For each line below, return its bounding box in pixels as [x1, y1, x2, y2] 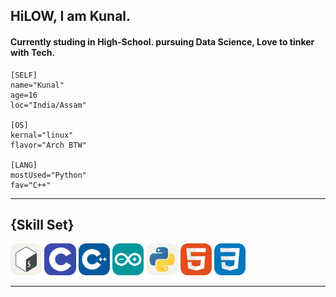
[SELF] [10, 70, 38, 80]
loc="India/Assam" [10, 100, 87, 110]
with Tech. [10, 46, 56, 58]
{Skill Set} [10, 216, 75, 233]
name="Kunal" [10, 80, 65, 90]
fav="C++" [10, 180, 52, 190]
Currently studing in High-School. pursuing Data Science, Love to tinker [10, 35, 315, 48]
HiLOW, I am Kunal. [10, 8, 132, 25]
